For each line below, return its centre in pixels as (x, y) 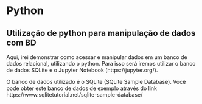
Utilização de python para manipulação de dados (101, 33)
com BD (21, 42)
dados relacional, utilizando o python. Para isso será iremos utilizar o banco (101, 64)
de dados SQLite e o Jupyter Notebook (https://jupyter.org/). (82, 70)
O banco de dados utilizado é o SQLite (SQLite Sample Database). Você (96, 82)
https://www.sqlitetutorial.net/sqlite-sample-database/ (75, 95)
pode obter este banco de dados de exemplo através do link (82, 88)
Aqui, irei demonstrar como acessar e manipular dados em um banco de (97, 57)
